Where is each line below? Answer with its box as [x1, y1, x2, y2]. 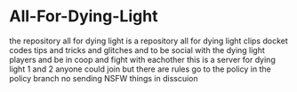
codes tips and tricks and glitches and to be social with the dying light [9, 44, 265, 55]
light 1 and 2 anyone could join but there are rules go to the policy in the [9, 64, 271, 74]
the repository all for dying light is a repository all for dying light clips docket [9, 35, 289, 46]
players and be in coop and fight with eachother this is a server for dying [9, 54, 276, 65]
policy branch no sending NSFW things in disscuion [9, 73, 198, 83]
